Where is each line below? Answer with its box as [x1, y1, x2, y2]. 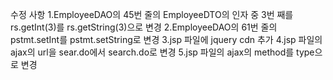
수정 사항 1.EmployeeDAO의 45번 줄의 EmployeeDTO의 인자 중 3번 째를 [10, 9, 294, 20]
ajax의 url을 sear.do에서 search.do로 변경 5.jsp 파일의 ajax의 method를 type [10, 46, 315, 58]
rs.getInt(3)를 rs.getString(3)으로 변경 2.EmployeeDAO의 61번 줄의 [10, 21, 278, 33]
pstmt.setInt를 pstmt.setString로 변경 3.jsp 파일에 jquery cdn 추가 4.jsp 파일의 [10, 34, 323, 45]
